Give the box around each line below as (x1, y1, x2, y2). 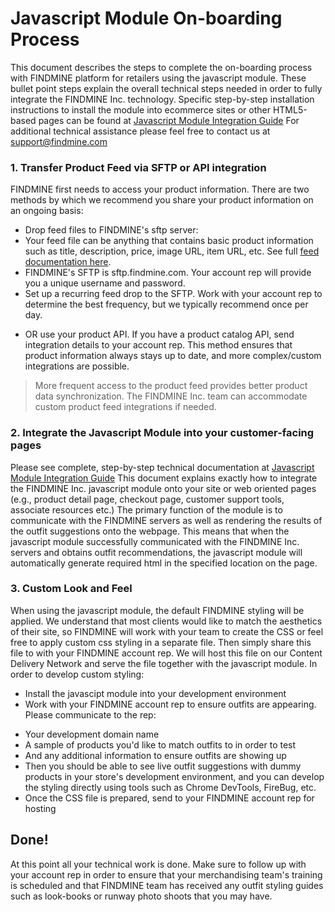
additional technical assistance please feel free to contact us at (10, 125, 271, 137)
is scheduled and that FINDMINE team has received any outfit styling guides (10, 879, 324, 891)
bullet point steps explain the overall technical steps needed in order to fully (10, 82, 323, 94)
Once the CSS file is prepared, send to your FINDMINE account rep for (24, 792, 315, 804)
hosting (24, 802, 57, 814)
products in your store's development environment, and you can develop (24, 770, 325, 782)
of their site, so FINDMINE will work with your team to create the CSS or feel (10, 625, 324, 637)
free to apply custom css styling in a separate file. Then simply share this (10, 636, 312, 648)
